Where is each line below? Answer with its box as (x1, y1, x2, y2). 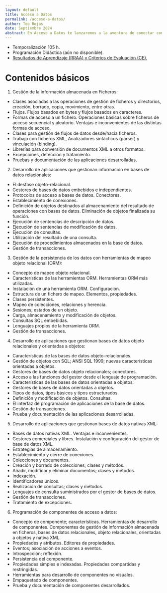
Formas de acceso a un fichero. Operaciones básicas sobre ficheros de (12, 114, 159, 120)
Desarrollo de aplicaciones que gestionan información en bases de (12, 166, 150, 172)
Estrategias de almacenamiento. (12, 446, 79, 452)
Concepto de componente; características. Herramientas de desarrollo (12, 519, 158, 525)
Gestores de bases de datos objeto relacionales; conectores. (12, 368, 137, 374)
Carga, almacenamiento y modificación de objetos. (12, 312, 117, 318)
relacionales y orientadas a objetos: (12, 343, 85, 349)
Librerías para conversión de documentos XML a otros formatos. (12, 146, 145, 152)
